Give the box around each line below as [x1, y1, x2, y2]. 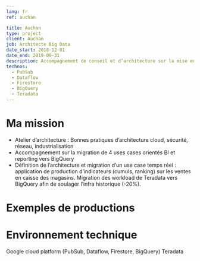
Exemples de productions [6, 201, 135, 214]
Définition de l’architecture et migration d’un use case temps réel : [14, 161, 177, 168]
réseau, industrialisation [14, 142, 74, 149]
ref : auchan [6, 14, 36, 20]
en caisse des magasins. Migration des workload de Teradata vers [14, 174, 178, 181]
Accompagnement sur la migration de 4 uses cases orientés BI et [14, 149, 176, 156]
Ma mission [6, 117, 64, 130]
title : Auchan [6, 25, 42, 31]
